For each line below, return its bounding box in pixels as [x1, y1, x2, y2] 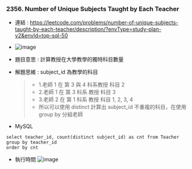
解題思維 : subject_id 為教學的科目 [14, 68, 98, 76]
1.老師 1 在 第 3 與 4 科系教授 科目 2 [38, 81, 125, 88]
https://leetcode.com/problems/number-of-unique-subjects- [29, 19, 178, 26]
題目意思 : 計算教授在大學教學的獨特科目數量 [14, 56, 124, 63]
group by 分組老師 [38, 111, 83, 118]
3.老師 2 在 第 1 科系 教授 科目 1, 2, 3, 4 [38, 96, 134, 103]
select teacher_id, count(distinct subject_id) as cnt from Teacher [6, 134, 180, 140]
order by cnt [6, 145, 39, 151]
